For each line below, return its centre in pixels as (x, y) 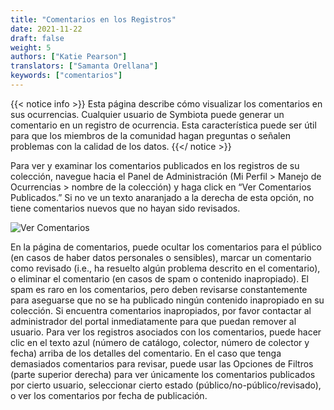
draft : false (37, 38)
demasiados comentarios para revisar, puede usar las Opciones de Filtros (162, 363)
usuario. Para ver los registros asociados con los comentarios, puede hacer (166, 332)
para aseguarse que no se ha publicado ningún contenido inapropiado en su (167, 300)
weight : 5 (31, 47)
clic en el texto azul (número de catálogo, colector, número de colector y (160, 342)
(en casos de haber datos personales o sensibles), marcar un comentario (161, 257)
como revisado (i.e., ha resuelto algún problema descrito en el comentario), (165, 268)
